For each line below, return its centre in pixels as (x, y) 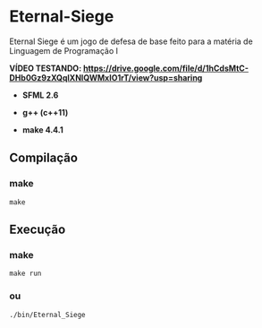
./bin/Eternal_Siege (48, 315)
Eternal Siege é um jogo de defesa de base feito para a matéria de (131, 41)
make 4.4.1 (43, 129)
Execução (38, 230)
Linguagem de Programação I (64, 50)
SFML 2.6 (40, 95)
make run (25, 274)
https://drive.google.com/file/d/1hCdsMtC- (166, 68)
